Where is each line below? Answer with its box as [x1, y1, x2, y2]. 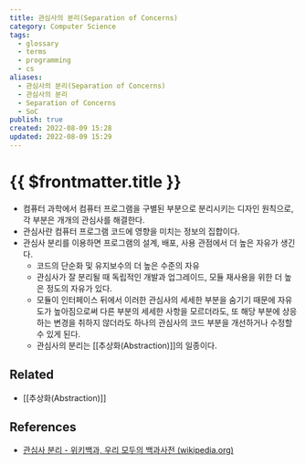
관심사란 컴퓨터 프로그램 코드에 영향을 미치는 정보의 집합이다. [22, 226, 240, 237]
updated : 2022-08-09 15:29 [9, 132, 112, 142]
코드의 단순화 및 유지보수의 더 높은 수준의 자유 [36, 259, 200, 270]
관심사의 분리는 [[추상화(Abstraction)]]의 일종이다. [36, 340, 217, 351]
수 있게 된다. [36, 328, 80, 339]
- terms [17, 47, 47, 57]
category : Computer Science [9, 22, 117, 31]
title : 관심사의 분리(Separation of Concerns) [9, 13, 178, 23]
